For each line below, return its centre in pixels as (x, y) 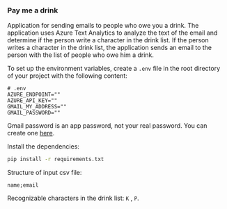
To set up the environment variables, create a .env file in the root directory (114, 69)
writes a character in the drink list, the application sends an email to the (110, 48)
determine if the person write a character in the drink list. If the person (108, 40)
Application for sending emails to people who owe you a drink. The (103, 26)
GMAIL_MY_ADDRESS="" (37, 107)
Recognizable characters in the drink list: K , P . (73, 198)
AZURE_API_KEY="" (32, 101)
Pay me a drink (33, 10)
